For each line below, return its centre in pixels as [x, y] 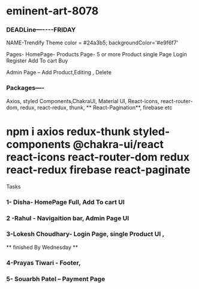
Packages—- [25, 88]
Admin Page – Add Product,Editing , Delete [59, 73]
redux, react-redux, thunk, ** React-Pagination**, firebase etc [96, 107]
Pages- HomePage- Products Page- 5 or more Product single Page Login [97, 55]
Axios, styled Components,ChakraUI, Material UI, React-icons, [83, 101]
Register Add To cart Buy [37, 61]
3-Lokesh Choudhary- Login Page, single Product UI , [85, 234]
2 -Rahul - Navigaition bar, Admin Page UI [68, 218]
